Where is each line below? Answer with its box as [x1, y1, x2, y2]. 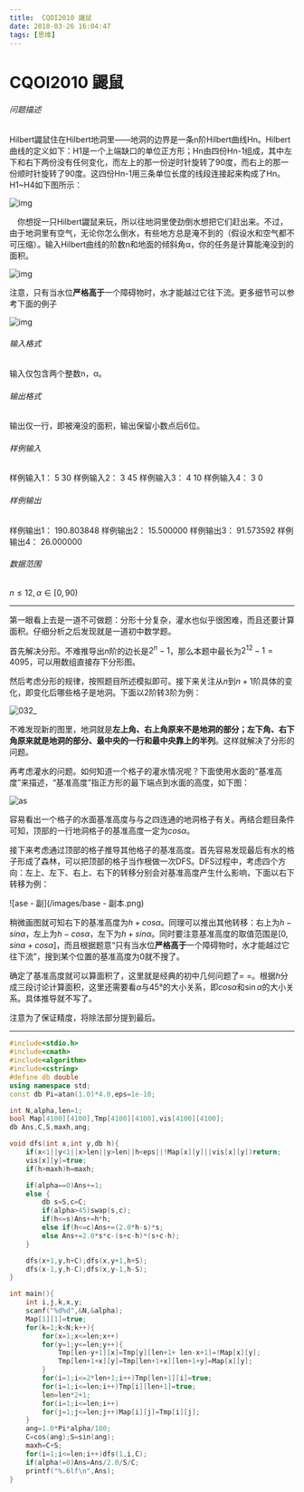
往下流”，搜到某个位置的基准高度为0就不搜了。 [9, 951, 185, 962]
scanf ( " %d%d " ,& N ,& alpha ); [25, 1306, 124, 1315]
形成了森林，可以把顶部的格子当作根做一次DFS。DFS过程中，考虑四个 [16, 856, 279, 867]
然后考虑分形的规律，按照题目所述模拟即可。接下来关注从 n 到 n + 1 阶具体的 [9, 676, 285, 687]
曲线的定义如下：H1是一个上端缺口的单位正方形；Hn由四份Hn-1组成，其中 [9, 145, 285, 156]
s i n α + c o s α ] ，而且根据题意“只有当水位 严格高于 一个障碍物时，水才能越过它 [9, 940, 290, 951]
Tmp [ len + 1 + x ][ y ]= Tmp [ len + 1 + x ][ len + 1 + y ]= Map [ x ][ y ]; [57, 1357, 253, 1366]
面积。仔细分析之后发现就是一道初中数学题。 [9, 625, 176, 636]
